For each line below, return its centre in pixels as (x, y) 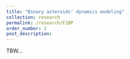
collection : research (33, 17)
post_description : (29, 34)
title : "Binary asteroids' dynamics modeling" (65, 12)
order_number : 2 (26, 28)
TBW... (14, 51)
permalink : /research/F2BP (40, 23)
